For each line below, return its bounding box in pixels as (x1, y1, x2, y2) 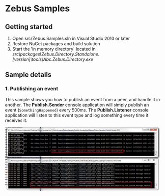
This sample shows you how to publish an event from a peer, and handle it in (5, 96, 160, 102)
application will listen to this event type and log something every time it (5, 112, 149, 118)
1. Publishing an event (5, 85, 58, 92)
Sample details (5, 71, 52, 79)
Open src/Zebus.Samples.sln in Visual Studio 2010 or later (12, 35, 130, 41)
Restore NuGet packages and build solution (12, 41, 101, 47)
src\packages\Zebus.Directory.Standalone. (12, 51, 100, 57)
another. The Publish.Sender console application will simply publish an (5, 102, 149, 108)
